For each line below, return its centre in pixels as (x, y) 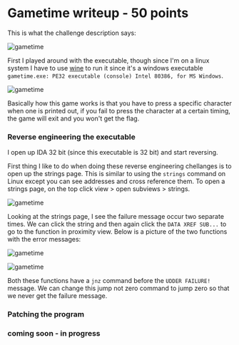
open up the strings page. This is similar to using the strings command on (117, 174)
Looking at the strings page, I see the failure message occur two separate (116, 217)
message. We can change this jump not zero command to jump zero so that (118, 288)
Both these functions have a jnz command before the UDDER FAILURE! (109, 281)
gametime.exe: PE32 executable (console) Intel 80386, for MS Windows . (115, 76)
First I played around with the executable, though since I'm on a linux (108, 60)
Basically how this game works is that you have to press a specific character (119, 103)
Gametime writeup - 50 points (98, 13)
